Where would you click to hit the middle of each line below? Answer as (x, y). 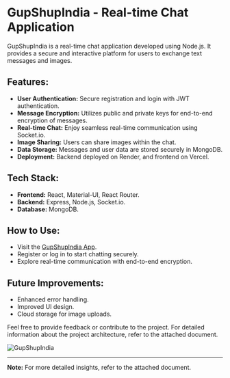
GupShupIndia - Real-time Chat (98, 13)
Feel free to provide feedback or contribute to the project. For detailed (106, 327)
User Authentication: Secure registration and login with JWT (103, 98)
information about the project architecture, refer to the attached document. (113, 335)
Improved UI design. (46, 307)
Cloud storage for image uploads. (64, 314)
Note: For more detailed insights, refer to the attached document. (99, 368)
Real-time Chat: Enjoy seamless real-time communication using (107, 127)
